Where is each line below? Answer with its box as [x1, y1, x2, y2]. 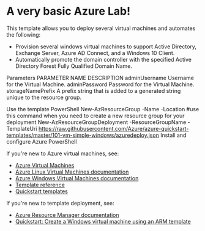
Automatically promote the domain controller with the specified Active [15, 56, 192, 63]
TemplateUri [6, 125, 38, 132]
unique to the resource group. [6, 94, 81, 101]
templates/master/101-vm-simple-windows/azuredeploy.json [6, 131, 159, 139]
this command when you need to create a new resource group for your [6, 112, 185, 119]
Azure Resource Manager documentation [15, 211, 119, 218]
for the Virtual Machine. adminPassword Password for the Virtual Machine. [6, 81, 195, 88]
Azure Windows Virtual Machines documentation [15, 174, 139, 182]
